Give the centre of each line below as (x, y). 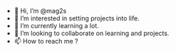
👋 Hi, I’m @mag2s (40, 11)
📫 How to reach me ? (46, 41)
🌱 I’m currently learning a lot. (57, 26)
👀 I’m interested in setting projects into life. (77, 18)
